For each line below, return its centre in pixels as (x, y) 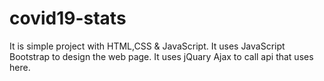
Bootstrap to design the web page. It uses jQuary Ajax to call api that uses (161, 56)
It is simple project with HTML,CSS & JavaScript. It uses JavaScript (147, 46)
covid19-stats (68, 18)
